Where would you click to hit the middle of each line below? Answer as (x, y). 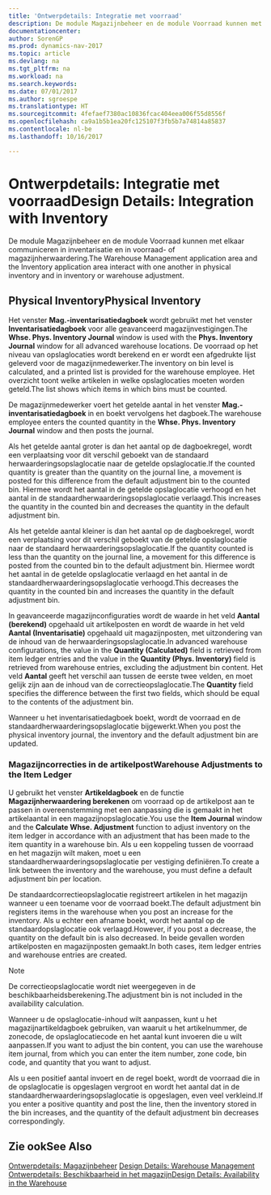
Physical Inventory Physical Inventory (105, 301)
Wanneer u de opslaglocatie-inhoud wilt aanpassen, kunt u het (113, 1019)
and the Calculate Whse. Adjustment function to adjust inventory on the (129, 827)
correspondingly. (37, 1121)
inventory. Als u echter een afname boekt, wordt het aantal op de (116, 920)
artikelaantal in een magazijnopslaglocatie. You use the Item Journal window (135, 818)
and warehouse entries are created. (68, 955)
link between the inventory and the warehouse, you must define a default (130, 870)
